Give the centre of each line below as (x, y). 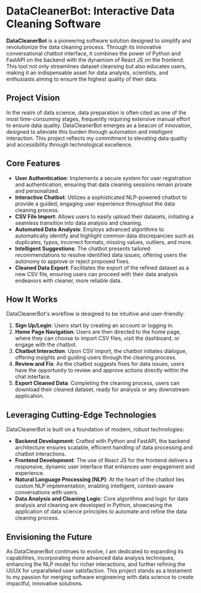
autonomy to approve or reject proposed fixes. (72, 261)
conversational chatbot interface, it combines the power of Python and (94, 53)
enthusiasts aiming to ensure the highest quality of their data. (82, 79)
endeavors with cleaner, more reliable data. (68, 280)
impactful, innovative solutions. (45, 583)
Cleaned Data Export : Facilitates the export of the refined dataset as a (102, 268)
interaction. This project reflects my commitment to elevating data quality (97, 138)
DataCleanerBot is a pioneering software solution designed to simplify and (99, 40)
